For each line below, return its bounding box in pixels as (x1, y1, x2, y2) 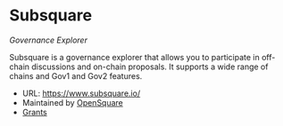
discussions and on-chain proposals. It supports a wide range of (30, 61, 269, 72)
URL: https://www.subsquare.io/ (21, 88, 141, 98)
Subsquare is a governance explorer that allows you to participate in (9, 51, 261, 62)
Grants (21, 106, 47, 117)
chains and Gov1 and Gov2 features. (9, 70, 143, 81)
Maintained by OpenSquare (21, 97, 123, 107)
